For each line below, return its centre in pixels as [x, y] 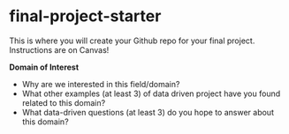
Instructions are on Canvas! [59, 49]
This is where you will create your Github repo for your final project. [132, 41]
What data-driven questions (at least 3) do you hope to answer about [148, 112]
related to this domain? [64, 102]
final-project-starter [85, 16]
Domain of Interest [44, 67]
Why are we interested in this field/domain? [101, 84]
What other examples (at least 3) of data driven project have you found [151, 93]
